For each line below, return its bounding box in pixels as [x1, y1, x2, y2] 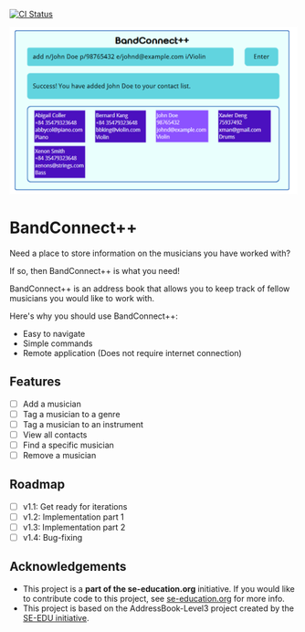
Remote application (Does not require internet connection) [22, 347, 242, 358]
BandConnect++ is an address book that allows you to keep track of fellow [9, 283, 290, 294]
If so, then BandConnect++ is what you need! [9, 265, 181, 276]
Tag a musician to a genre [22, 408, 121, 419]
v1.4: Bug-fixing [22, 532, 83, 542]
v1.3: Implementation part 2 [22, 521, 126, 532]
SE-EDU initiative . [22, 612, 89, 623]
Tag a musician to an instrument [22, 418, 144, 429]
